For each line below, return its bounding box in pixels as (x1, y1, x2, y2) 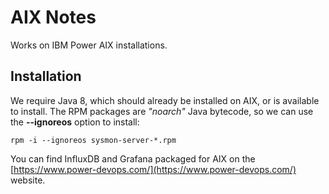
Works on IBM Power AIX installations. (10, 39, 168, 51)
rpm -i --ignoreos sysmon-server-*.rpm (10, 135, 177, 145)
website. (10, 174, 46, 186)
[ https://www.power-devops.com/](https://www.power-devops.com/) (10, 163, 297, 175)
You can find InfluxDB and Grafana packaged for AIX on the (10, 152, 256, 165)
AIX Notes (10, 6, 97, 29)
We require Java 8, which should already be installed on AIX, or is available (10, 94, 320, 106)
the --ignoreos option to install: (10, 116, 140, 128)
